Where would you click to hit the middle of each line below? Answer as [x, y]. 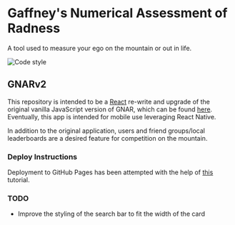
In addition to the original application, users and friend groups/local [106, 131]
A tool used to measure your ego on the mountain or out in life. [100, 48]
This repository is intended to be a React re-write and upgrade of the [109, 101]
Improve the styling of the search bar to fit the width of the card [111, 214]
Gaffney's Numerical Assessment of [117, 13]
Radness [34, 28]
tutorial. [19, 180]
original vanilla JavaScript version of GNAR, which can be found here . [110, 109]
